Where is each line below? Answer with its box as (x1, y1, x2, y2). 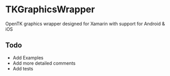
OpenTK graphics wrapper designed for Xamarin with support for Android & (5, 21, 165, 27)
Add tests (12, 65, 33, 71)
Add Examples (12, 54, 44, 61)
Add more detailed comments (12, 60, 76, 66)
